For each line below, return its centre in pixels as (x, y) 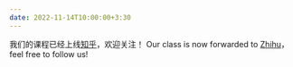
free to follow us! (57, 54)
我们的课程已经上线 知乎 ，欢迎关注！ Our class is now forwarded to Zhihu (146, 44)
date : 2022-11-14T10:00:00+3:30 (70, 17)
